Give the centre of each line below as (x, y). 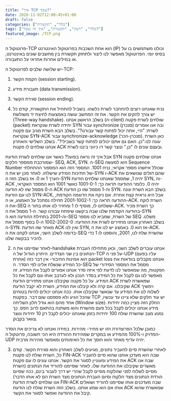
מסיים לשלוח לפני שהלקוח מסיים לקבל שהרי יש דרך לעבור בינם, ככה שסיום (85, 371)
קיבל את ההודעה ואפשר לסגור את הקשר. (52, 393)
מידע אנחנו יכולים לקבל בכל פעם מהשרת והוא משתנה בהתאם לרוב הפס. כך (86, 308)
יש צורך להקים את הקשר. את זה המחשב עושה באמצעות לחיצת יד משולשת (84, 114)
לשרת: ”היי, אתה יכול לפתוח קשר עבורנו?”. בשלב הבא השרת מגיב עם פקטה (85, 130)
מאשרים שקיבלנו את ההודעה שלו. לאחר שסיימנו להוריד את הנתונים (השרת (84, 366)
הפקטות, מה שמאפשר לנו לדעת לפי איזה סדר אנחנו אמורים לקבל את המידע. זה (89, 270)
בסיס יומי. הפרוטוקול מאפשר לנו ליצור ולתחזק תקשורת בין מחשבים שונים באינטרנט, (85, 54)
